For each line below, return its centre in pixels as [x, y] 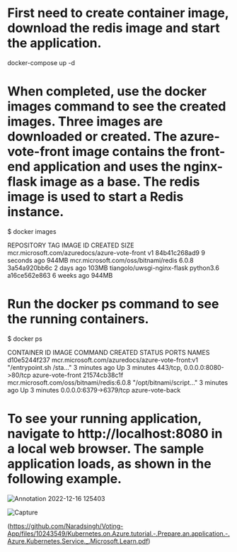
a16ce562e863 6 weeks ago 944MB [60, 275]
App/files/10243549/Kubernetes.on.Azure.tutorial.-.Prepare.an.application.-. [118, 534]
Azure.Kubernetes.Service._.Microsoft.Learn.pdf [78, 541]
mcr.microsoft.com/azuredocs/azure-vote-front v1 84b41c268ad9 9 [106, 252]
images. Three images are [85, 122]
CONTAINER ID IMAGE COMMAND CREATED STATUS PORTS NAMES [109, 352]
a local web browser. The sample [106, 449]
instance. [36, 212]
